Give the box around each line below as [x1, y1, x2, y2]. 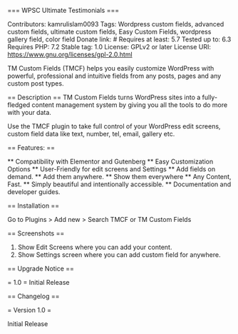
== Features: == [7, 143, 56, 152]
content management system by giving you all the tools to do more [31, 101, 228, 109]
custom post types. [7, 79, 64, 88]
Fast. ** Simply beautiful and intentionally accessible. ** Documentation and [7, 180, 232, 188]
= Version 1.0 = [7, 306, 52, 314]
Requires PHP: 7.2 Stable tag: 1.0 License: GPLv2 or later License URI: [7, 43, 212, 51]
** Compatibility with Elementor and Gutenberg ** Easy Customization [7, 157, 214, 166]
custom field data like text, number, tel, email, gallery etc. [7, 130, 175, 138]
